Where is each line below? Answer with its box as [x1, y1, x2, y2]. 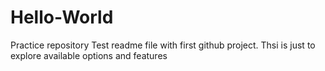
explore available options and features [10, 49, 168, 61]
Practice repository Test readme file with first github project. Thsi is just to [10, 39, 316, 51]
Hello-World [10, 6, 114, 29]
